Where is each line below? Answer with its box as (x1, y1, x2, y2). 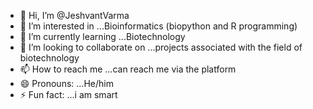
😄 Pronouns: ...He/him (19, 78, 114, 89)
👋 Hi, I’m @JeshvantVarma (19, 10, 130, 21)
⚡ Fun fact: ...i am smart (19, 89, 118, 100)
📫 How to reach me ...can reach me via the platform (19, 63, 237, 75)
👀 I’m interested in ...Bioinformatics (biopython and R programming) (19, 20, 298, 32)
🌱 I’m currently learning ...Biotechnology (19, 31, 186, 42)
